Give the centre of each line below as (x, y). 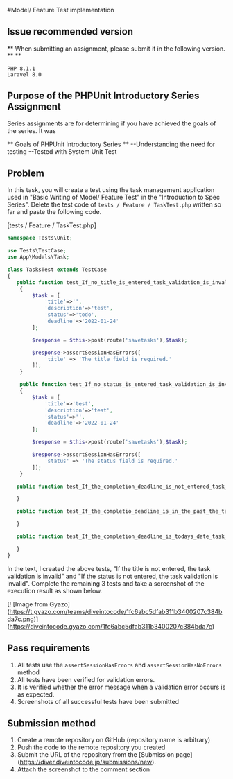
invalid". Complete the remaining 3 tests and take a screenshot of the (106, 583)
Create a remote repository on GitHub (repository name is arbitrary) (114, 740)
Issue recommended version (70, 32)
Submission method (51, 723)
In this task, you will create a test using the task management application (111, 190)
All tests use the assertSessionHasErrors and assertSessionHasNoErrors (119, 665)
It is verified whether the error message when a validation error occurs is (121, 687)
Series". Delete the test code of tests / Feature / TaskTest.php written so (114, 204)
